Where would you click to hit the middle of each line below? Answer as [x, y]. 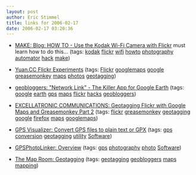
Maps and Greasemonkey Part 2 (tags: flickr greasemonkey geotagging [102, 112]
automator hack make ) [42, 58]
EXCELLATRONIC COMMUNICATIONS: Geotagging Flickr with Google [100, 106]
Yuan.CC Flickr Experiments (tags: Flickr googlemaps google [89, 70]
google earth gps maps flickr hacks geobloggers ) [75, 94]
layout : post [22, 12]
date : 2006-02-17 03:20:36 [40, 28]
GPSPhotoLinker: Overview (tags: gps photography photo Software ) [98, 148]
